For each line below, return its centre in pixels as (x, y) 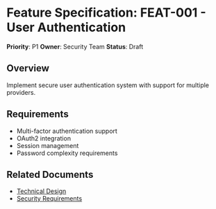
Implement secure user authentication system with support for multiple (108, 85)
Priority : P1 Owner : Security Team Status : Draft (75, 46)
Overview (28, 68)
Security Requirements (49, 199)
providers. (21, 92)
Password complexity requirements (67, 153)
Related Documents (50, 174)
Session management (48, 145)
